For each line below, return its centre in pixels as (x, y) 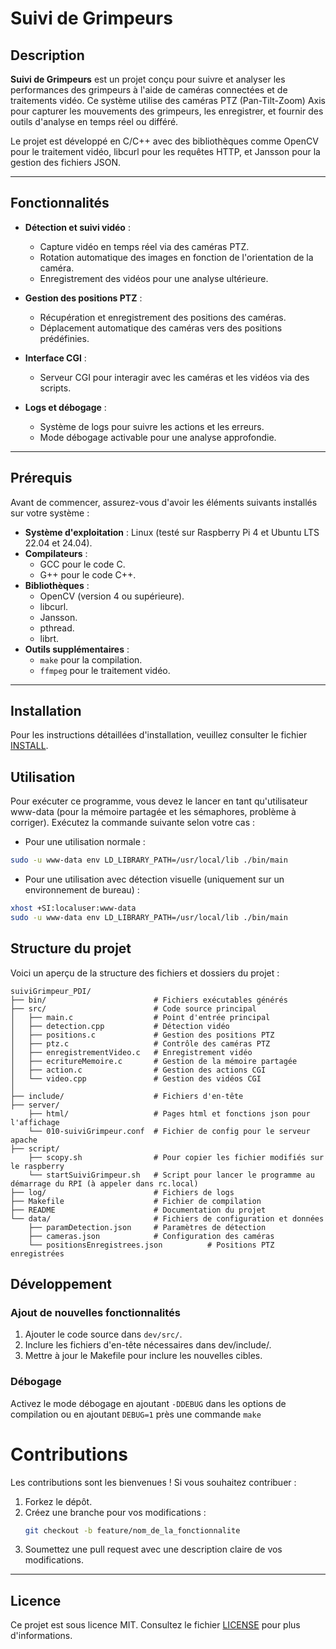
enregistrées (37, 1253)
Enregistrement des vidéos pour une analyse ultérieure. (154, 278)
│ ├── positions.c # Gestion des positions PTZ (142, 1035)
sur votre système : (50, 513)
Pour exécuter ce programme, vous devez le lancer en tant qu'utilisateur (159, 801)
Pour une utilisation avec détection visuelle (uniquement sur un (154, 879)
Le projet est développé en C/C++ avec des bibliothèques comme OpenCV (164, 141)
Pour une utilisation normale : (85, 842)
